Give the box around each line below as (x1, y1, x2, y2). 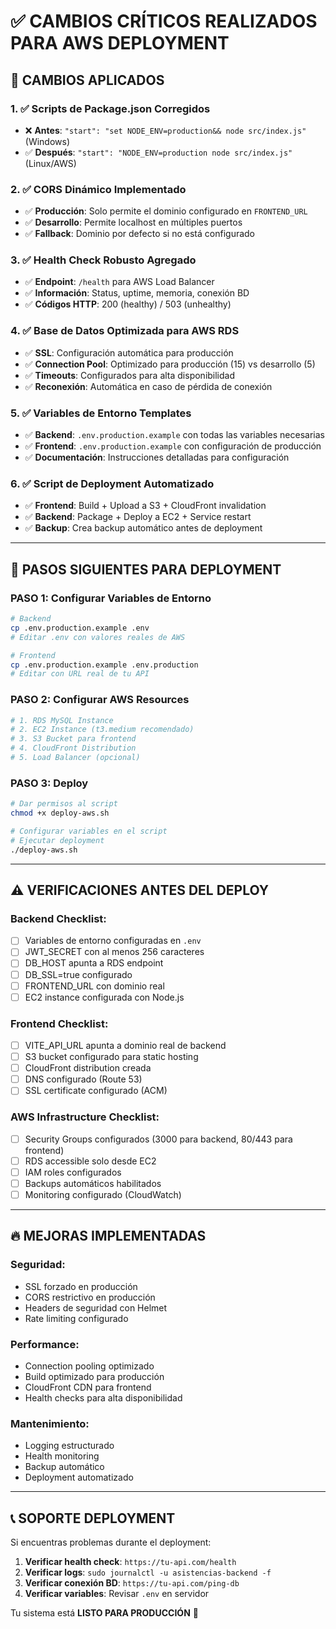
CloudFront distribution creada (24, 1062, 152, 1074)
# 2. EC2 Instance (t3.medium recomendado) (10, 725, 195, 735)
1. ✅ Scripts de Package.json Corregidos (10, 101, 211, 115)
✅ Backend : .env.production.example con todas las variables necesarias (24, 429, 325, 441)
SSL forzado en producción (24, 1280, 138, 1292)
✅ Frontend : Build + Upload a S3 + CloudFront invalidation (24, 500, 267, 512)
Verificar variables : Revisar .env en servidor (24, 1588, 210, 1600)
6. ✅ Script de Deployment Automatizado (10, 476, 215, 490)
